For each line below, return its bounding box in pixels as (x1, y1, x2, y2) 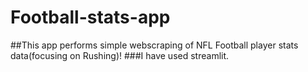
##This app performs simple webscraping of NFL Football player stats (10, 39, 299, 51)
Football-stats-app (10, 6, 171, 29)
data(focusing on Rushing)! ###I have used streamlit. (10, 49, 230, 61)
